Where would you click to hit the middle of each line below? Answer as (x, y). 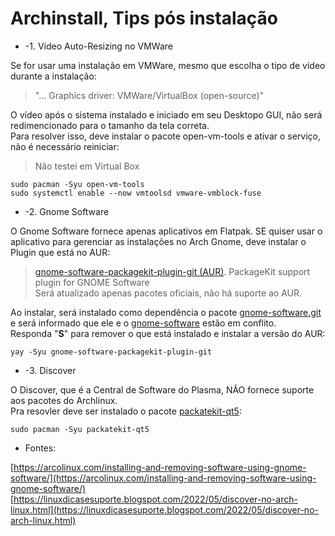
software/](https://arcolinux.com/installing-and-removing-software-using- (163, 478)
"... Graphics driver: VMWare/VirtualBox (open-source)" (149, 95)
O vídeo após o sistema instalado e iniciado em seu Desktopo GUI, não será (166, 114)
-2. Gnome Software (67, 211)
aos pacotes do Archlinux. (64, 400)
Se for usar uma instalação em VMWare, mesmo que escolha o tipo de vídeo (168, 65)
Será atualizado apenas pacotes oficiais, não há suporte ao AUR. (168, 293)
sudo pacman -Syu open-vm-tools (77, 184)
